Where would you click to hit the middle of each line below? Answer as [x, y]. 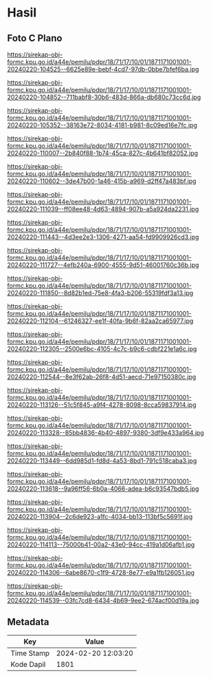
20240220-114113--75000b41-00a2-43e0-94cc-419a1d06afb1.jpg [101, 544]
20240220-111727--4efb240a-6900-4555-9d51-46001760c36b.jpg [103, 265]
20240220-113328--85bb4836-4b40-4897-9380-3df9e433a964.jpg [105, 433]
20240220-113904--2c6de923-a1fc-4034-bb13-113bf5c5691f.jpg [100, 517]
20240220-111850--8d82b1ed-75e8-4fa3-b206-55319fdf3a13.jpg [100, 293]
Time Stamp [30, 653]
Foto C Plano [35, 38]
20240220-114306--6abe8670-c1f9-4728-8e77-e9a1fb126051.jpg [101, 572]
